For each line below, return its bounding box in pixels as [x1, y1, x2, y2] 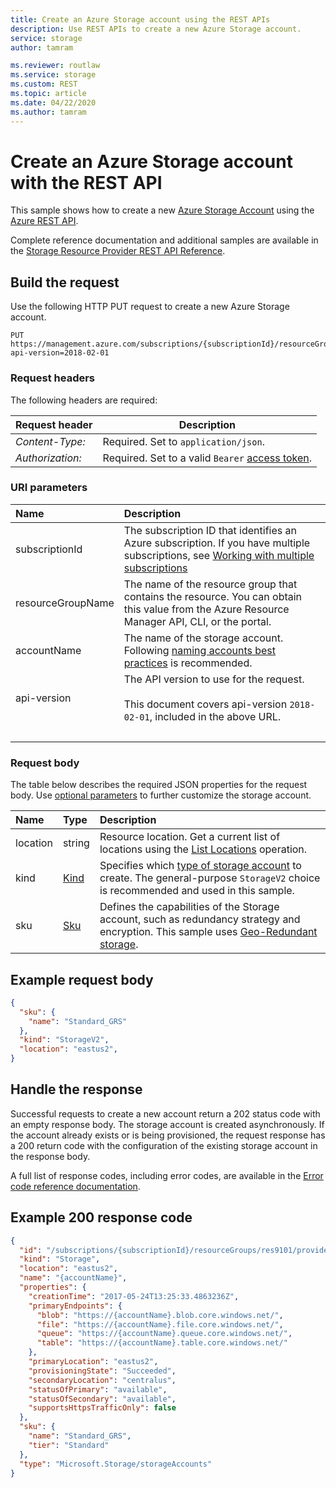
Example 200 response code [10, 1209, 193, 1226]
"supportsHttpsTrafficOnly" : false [28, 1403, 177, 1413]
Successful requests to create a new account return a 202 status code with [10, 1107, 321, 1120]
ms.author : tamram [10, 107, 87, 117]
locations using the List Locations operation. [99, 842, 308, 856]
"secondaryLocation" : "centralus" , [28, 1375, 177, 1385]
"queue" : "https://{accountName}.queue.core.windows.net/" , [36, 1329, 293, 1339]
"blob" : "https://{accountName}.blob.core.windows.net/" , [36, 1310, 284, 1320]
